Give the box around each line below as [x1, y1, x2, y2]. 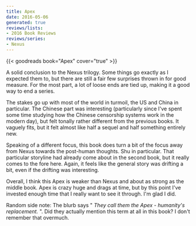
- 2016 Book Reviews [6, 31, 57, 36]
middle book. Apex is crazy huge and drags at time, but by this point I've [6, 184, 181, 191]
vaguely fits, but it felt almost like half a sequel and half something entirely [6, 124, 186, 131]
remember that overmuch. [6, 214, 69, 221]
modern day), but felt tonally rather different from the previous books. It [6, 117, 179, 124]
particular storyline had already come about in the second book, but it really [6, 154, 190, 161]
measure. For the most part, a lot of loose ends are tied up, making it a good [6, 81, 190, 88]
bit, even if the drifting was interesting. [6, 166, 100, 173]
